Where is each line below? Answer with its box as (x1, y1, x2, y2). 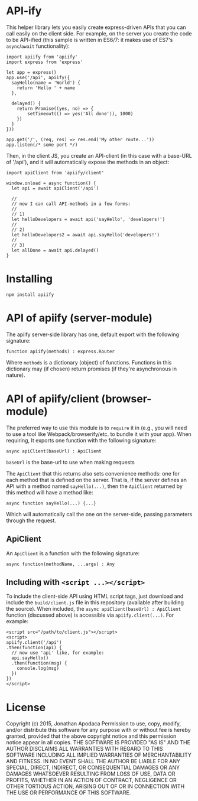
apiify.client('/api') (6, 640, 62, 646)
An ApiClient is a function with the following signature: (6, 549, 140, 556)
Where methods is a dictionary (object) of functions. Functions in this (6, 359, 172, 366)
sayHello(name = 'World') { (11, 80, 81, 86)
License (6, 701, 46, 714)
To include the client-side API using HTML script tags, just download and (6, 592, 184, 600)
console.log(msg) (17, 666, 60, 672)
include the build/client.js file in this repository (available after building (6, 599, 184, 606)
